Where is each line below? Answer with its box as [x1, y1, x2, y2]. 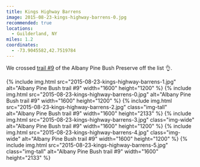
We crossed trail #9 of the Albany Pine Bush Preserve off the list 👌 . [6, 64, 173, 72]
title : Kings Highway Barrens [6, 8, 82, 15]
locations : [6, 25, 33, 32]
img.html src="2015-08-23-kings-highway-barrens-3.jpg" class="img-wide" [6, 116, 195, 123]
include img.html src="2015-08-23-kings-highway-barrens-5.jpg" [6, 141, 168, 149]
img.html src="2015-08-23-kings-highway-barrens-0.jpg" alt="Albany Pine [6, 91, 191, 98]
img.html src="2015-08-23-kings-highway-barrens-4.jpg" [6, 129, 149, 136]
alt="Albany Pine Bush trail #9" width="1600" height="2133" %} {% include [6, 110, 192, 117]
